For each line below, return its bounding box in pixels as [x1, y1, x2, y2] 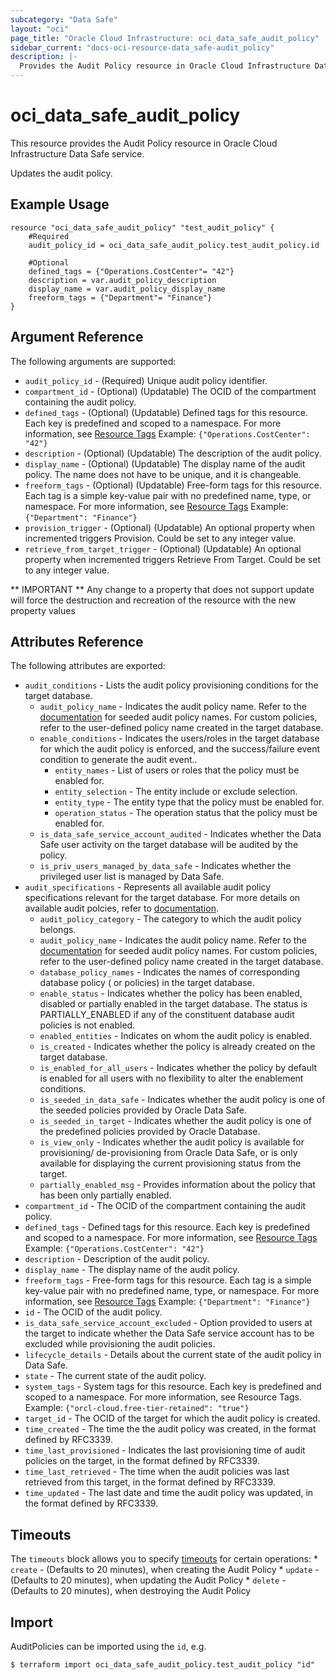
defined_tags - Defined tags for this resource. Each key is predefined [24, 1221, 310, 1233]
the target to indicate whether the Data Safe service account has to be [24, 1327, 315, 1340]
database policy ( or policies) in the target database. [39, 977, 255, 989]
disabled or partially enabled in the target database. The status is [39, 998, 308, 1010]
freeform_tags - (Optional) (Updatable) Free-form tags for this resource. [24, 479, 322, 491]
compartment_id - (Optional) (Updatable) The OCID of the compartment [24, 385, 317, 397]
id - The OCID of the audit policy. [24, 1306, 163, 1318]
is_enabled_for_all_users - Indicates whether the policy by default [39, 1062, 318, 1074]
